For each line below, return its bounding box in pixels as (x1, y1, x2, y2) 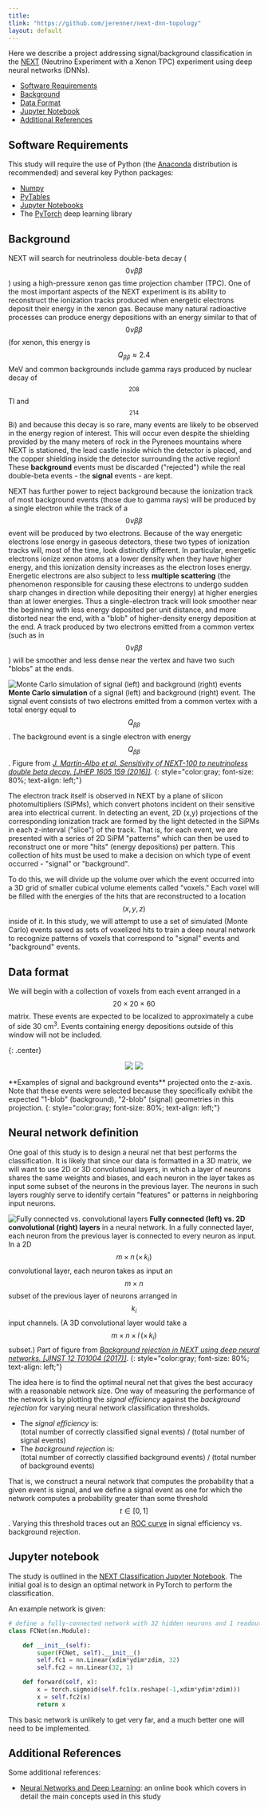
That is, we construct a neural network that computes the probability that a (8, 1477, 254, 1487)
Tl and (8, 396, 30, 406)
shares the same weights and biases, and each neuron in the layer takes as (8, 1173, 255, 1183)
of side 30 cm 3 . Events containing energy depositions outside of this (8, 1020, 234, 1031)
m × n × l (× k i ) (111, 1331, 157, 1343)
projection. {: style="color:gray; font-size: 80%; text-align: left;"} (8, 1103, 221, 1112)
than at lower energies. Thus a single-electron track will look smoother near (8, 596, 257, 606)
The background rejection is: (19, 1444, 115, 1454)
